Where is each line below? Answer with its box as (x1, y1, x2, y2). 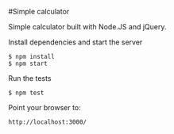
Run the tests (8, 74, 52, 82)
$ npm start (8, 59, 48, 67)
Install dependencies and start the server (8, 37, 143, 47)
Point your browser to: (8, 103, 81, 112)
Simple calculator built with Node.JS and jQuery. (8, 22, 167, 31)
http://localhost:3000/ (8, 118, 87, 126)
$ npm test (8, 89, 44, 97)
